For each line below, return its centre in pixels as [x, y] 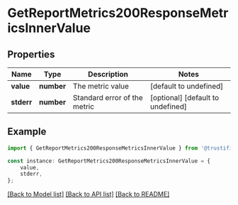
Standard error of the [108, 98]
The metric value [101, 86]
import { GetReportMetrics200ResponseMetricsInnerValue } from [103, 148]
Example [27, 132]
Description [108, 74]
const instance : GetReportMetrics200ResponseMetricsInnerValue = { [109, 161]
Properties [31, 54]
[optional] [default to [185, 98]
